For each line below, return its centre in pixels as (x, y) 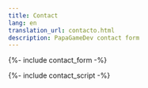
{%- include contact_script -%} (59, 75)
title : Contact (33, 15)
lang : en (23, 23)
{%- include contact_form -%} (58, 60)
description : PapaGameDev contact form (74, 38)
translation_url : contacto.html (61, 30)
